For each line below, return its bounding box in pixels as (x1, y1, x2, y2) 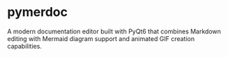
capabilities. (7, 42, 42, 50)
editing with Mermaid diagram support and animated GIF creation (7, 34, 195, 42)
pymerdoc (7, 4, 68, 20)
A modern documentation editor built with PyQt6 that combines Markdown (7, 27, 222, 35)
